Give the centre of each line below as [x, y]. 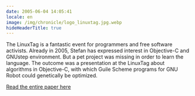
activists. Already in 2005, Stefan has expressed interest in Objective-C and [98, 51]
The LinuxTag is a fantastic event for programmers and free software [89, 44]
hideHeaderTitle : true [34, 28]
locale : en [19, 17]
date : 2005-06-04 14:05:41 [39, 11]
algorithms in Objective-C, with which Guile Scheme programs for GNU [92, 69]
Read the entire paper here [39, 87]
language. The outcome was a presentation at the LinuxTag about [85, 63]
